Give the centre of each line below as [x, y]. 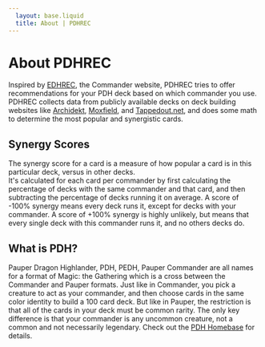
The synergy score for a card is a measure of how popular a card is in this [130, 163]
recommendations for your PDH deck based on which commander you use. [133, 94]
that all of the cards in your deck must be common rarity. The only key [124, 310]
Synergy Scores [49, 144]
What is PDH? [43, 248]
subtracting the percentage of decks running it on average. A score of [124, 198]
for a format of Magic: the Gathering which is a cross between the [117, 276]
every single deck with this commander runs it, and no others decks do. [126, 223]
